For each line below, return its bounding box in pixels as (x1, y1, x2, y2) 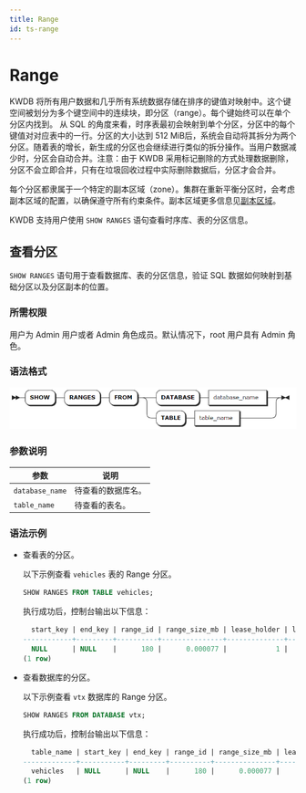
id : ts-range (9, 24, 59, 34)
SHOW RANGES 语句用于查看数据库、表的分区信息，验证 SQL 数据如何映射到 (9, 270, 285, 281)
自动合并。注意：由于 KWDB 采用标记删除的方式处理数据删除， (56, 153, 294, 164)
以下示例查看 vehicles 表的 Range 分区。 (22, 569, 177, 579)
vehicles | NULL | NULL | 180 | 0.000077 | (31, 767, 280, 776)
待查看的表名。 (74, 499, 131, 510)
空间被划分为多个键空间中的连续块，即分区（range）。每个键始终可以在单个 (9, 108, 291, 119)
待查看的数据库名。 (74, 485, 148, 496)
